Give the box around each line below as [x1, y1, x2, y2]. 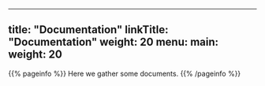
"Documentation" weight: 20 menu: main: [8, 36, 219, 49]
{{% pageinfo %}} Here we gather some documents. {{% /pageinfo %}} [8, 69, 241, 78]
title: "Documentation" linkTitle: [8, 23, 169, 36]
